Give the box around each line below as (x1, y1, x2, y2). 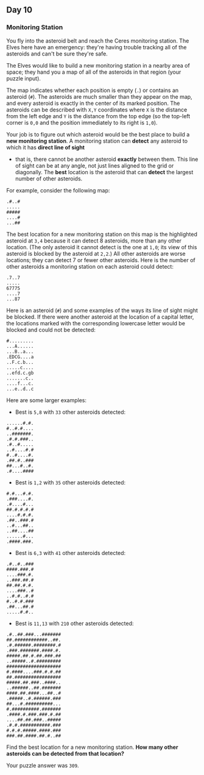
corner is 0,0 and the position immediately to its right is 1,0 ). (6, 119, 158, 126)
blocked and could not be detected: (6, 326, 96, 333)
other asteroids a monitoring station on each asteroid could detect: (6, 263, 174, 270)
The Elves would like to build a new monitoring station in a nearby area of (6, 62, 190, 69)
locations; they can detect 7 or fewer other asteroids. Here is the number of (6, 256, 196, 264)
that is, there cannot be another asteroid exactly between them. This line (15, 155, 199, 163)
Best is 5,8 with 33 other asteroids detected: (15, 408, 126, 416)
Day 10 (6, 5, 32, 15)
